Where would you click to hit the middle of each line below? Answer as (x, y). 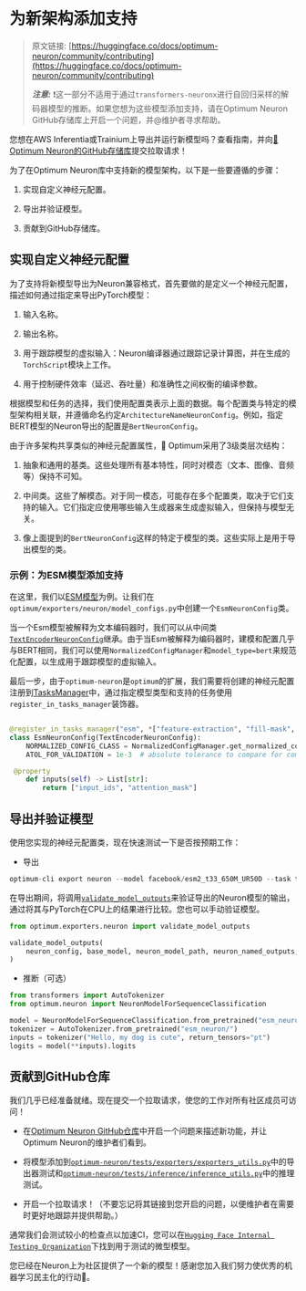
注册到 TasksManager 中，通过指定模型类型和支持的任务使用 (121, 692)
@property (32, 771)
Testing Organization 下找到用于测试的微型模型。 (102, 1246)
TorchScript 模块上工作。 (69, 364)
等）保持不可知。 (55, 476)
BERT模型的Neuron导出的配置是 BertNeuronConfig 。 (106, 426)
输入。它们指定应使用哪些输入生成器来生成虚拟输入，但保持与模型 (163, 506)
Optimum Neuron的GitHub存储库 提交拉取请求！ (99, 151)
